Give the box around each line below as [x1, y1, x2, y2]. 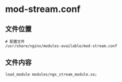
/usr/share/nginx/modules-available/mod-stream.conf [5, 43, 117, 48]
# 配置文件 [5, 39, 25, 44]
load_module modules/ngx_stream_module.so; [5, 71, 97, 77]
